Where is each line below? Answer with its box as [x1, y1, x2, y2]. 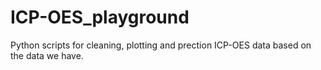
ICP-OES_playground [10, 6, 190, 29]
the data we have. [10, 49, 84, 61]
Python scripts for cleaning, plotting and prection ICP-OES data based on [10, 39, 312, 51]
